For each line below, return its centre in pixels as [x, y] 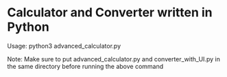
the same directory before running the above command [85, 66]
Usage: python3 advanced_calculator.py [64, 46]
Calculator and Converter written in [110, 13]
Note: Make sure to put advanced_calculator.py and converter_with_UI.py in [114, 59]
